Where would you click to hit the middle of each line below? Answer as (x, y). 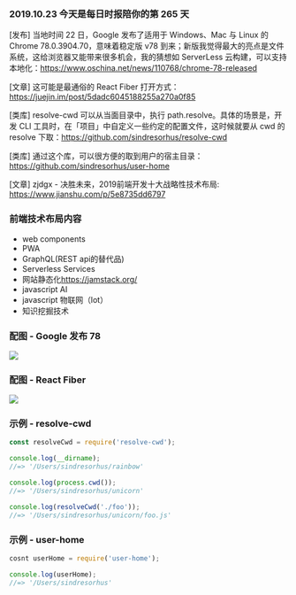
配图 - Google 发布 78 (55, 336)
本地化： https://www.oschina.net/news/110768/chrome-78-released (133, 68)
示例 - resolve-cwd (50, 424)
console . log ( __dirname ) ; (55, 459)
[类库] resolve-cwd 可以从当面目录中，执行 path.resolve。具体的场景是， (142, 115)
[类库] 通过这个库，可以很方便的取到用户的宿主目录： (106, 156)
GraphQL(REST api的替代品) (73, 259)
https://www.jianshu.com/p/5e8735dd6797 (87, 194)
